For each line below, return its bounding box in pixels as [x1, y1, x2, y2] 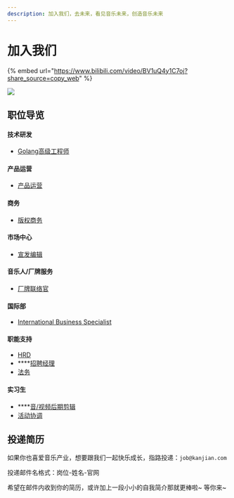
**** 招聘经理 [17, 359, 55, 367]
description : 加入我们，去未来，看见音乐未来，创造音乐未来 [7, 10, 164, 18]
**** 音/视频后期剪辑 [17, 402, 76, 411]
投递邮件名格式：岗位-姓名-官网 [7, 468, 100, 477]
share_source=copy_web [7, 74, 79, 82]
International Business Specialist [17, 317, 112, 327]
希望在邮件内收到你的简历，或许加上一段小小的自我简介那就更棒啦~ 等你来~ [7, 483, 227, 492]
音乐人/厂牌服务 [7, 268, 53, 276]
